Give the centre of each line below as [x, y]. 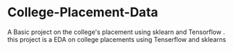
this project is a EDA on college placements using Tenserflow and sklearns [117, 39]
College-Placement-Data [83, 12]
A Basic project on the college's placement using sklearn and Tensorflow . [116, 32]
